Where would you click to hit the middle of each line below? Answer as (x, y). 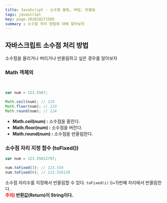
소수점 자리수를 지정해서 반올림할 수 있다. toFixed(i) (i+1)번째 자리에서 (75, 182)
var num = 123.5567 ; (27, 93)
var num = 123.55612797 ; (31, 159)
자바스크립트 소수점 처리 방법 (47, 45)
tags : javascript (23, 14)
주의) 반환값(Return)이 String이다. (39, 195)
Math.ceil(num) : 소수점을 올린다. (46, 121)
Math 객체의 (19, 72)
